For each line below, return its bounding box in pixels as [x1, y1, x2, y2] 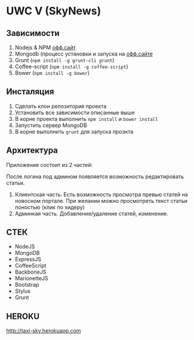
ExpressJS [14, 256, 42, 263]
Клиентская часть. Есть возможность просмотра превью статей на [14, 190, 188, 198]
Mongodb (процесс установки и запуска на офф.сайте [14, 50, 153, 57]
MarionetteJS [14, 275, 49, 282]
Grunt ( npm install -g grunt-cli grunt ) [14, 57, 115, 63]
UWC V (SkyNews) [6, 4, 101, 18]
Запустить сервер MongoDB [14, 122, 88, 129]
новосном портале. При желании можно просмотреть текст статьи [14, 197, 188, 204]
